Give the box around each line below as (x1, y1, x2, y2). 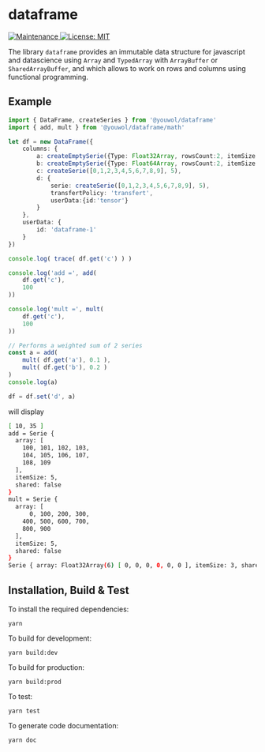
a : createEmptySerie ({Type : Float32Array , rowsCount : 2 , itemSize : (36, 152, 259, 160)
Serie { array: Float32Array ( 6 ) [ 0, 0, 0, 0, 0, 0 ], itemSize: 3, (8, 562, 238, 570)
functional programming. (8, 72, 89, 81)
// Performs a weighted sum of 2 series (8, 341, 144, 349)
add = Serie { (8, 429, 55, 438)
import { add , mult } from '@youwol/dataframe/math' (8, 123, 185, 131)
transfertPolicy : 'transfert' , (50, 189, 154, 197)
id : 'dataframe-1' (36, 226, 97, 234)
